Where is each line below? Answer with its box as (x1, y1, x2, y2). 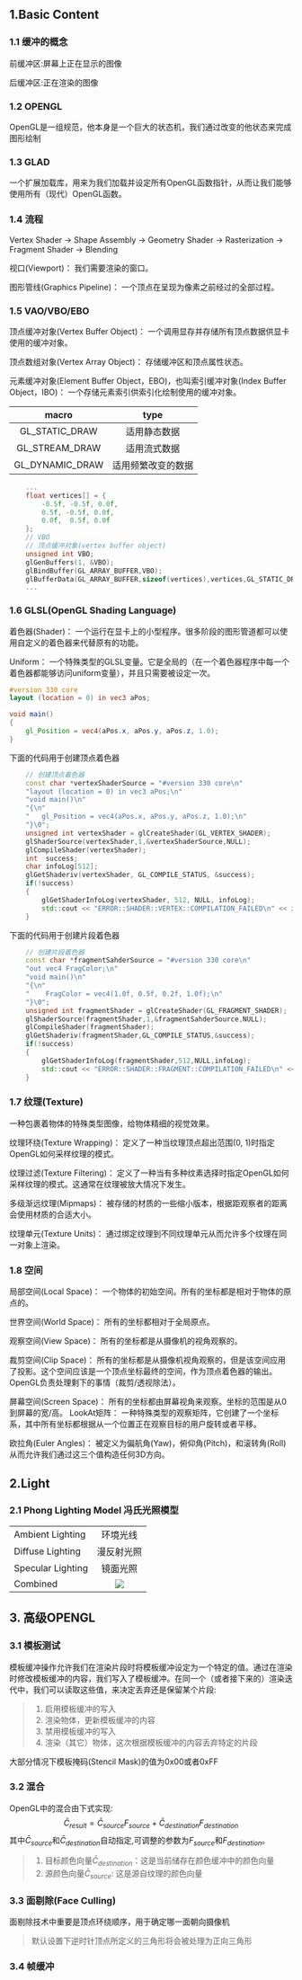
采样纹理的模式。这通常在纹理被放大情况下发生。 (9, 1178, 191, 1189)
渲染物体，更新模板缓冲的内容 (44, 1714, 155, 1725)
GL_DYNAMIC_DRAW (13, 458, 104, 471)
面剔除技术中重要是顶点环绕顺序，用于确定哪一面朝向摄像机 (9, 1916, 230, 1927)
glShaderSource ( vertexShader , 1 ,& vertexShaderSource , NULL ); (25, 837, 252, 846)
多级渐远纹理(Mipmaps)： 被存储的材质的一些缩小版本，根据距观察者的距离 (9, 1197, 288, 1208)
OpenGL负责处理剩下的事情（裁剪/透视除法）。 (9, 1377, 182, 1388)
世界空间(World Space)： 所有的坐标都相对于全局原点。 (9, 1317, 215, 1327)
